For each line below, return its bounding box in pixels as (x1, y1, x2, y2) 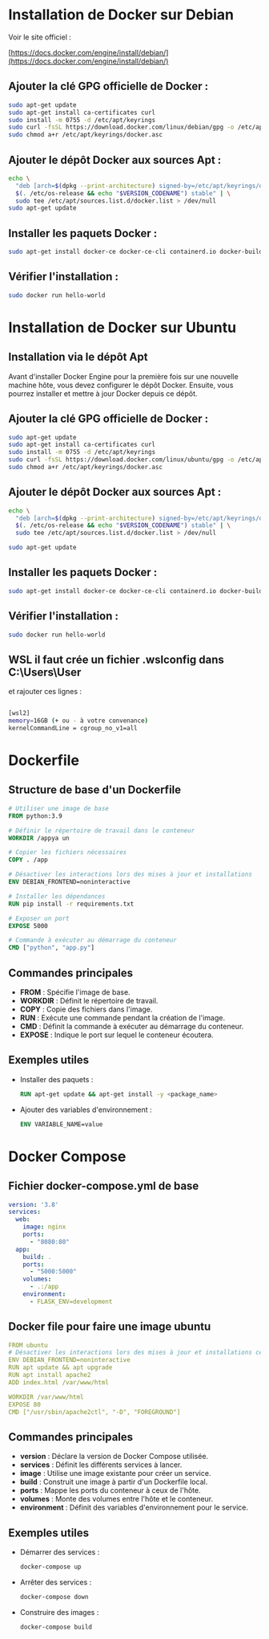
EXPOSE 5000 (8, 922, 48, 930)
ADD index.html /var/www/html (8, 1378, 110, 1387)
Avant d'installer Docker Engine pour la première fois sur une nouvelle (8, 371, 239, 381)
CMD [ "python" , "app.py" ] (8, 944, 94, 952)
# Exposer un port (8, 914, 70, 922)
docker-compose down (19, 1592, 89, 1600)
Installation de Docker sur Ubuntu (8, 318, 237, 337)
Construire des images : (19, 1607, 99, 1617)
